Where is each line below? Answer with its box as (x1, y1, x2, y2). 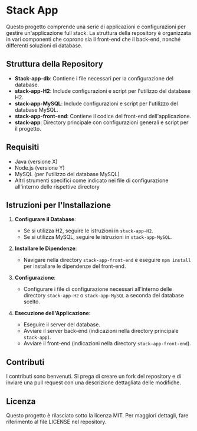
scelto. (23, 298, 40, 305)
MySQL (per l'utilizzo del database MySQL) (14, 170, 120, 177)
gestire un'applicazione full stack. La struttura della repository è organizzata (6, 29, 192, 36)
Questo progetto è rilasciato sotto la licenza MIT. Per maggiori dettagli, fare (6, 412, 189, 419)
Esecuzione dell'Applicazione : (14, 310, 91, 317)
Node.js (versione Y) (14, 164, 65, 171)
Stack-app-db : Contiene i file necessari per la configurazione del (14, 74, 174, 82)
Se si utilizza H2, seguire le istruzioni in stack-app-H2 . (23, 227, 153, 234)
